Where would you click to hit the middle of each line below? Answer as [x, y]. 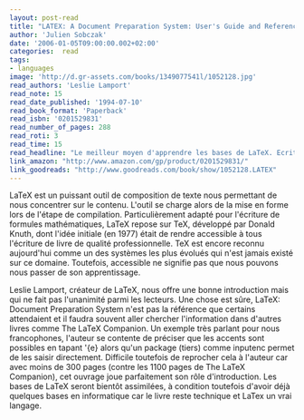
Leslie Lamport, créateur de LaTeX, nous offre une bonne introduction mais [149, 290]
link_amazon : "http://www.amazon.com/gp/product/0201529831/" [129, 161]
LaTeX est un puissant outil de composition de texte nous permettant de [143, 195]
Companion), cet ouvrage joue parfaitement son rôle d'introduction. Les [143, 376]
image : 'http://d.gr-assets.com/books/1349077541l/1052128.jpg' [133, 77]
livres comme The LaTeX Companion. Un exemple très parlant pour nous [145, 328]
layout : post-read [44, 18]
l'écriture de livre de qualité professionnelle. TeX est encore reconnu [137, 244]
